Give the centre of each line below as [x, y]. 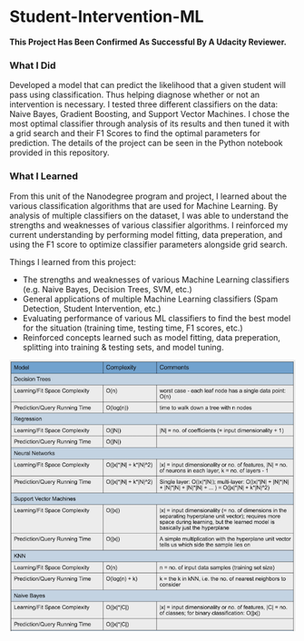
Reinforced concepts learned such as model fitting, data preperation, [152, 337]
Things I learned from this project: [73, 261]
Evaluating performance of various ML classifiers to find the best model [157, 318]
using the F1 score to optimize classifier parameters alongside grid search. [149, 244]
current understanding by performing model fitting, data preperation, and [146, 234]
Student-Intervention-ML [107, 17]
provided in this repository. [59, 153]
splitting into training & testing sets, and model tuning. [123, 347]
